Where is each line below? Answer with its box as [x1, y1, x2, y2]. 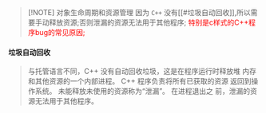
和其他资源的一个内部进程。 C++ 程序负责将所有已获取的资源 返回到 [27, 76, 252, 86]
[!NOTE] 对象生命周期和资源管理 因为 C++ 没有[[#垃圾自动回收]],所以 [27, 8, 251, 17]
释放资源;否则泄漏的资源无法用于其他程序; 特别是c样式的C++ [49, 18, 249, 27]
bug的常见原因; [34, 28, 85, 37]
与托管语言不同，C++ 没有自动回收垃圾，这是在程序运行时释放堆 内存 [27, 67, 257, 76]
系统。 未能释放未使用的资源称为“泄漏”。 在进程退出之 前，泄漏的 [34, 87, 250, 96]
